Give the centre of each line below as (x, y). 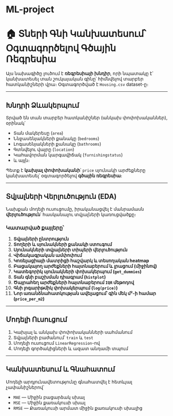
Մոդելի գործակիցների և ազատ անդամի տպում (71, 348)
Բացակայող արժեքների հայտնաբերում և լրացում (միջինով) (85, 266)
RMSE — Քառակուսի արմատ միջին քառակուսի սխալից (78, 408)
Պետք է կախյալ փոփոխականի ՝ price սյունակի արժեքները (76, 170)
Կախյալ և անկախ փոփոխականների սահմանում (73, 332)
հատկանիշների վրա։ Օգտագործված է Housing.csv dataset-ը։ (77, 84)
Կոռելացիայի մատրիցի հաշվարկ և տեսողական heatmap (81, 261)
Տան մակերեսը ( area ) (38, 133)
